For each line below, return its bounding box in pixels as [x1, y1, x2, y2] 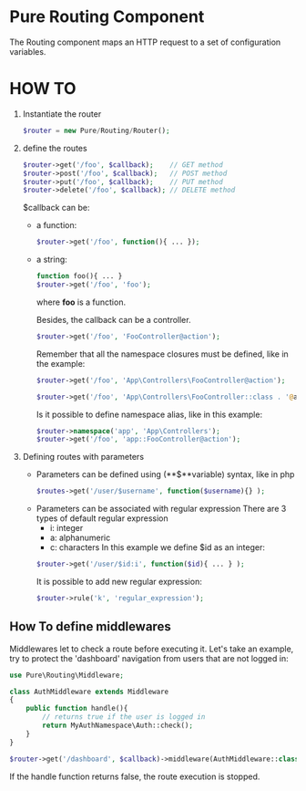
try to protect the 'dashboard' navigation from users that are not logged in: [9, 652, 289, 663]
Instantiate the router [22, 108, 102, 120]
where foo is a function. [36, 297, 126, 307]
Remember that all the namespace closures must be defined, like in [36, 349, 289, 359]
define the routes [22, 142, 88, 153]
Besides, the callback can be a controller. [36, 314, 191, 325]
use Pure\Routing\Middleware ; [9, 671, 125, 680]
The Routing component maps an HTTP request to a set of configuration [9, 36, 281, 47]
